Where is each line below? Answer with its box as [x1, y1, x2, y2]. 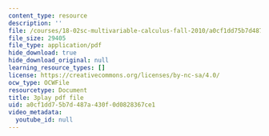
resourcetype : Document [8, 86, 88, 94]
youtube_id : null [15, 116, 74, 124]
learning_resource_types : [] [8, 64, 106, 72]
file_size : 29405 [8, 34, 66, 42]
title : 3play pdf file [8, 94, 84, 102]
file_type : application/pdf [8, 42, 102, 50]
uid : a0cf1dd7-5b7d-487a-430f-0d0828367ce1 [8, 101, 156, 109]
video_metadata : [8, 109, 62, 117]
